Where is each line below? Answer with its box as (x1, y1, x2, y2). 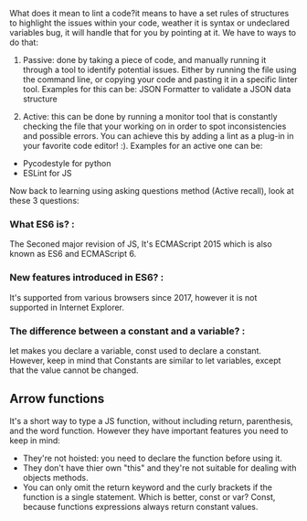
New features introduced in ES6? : (9, 271, 164, 284)
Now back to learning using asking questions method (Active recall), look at (9, 186, 294, 196)
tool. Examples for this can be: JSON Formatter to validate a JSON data (22, 84, 291, 94)
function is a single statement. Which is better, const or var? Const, (22, 491, 276, 502)
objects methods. (22, 472, 89, 483)
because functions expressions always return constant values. (22, 501, 259, 512)
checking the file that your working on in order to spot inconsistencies (22, 121, 287, 132)
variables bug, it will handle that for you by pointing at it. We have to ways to (9, 27, 297, 37)
